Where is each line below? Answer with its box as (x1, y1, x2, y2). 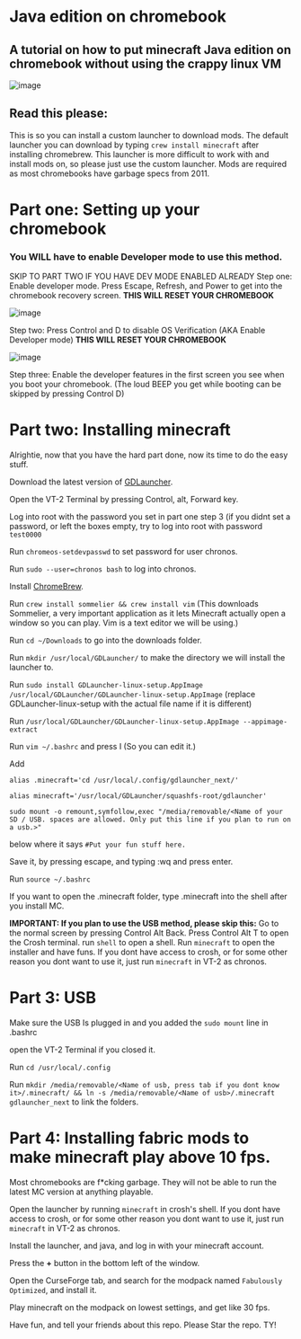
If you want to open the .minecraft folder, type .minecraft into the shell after (9, 891, 288, 902)
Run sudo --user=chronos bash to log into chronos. (9, 563, 197, 574)
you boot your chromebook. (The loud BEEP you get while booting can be (9, 379, 281, 390)
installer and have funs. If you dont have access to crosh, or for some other (9, 946, 288, 958)
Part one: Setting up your (9, 200, 200, 219)
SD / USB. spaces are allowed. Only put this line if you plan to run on (9, 815, 292, 824)
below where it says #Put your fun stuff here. (9, 838, 186, 850)
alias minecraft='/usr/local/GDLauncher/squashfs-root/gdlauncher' (9, 792, 268, 801)
